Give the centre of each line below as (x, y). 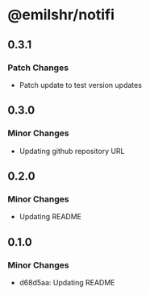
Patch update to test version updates (81, 85)
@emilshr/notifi (61, 15)
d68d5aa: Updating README (67, 282)
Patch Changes (38, 68)
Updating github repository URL (72, 151)
